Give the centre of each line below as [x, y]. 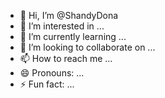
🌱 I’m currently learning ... [73, 36]
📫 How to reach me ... [66, 58]
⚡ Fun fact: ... [47, 84]
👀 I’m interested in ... [62, 26]
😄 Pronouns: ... [52, 73]
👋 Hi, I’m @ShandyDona [69, 15]
